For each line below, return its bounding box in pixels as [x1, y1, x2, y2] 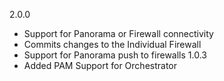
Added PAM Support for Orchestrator [23, 60, 177, 71]
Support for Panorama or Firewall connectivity [23, 28, 214, 39]
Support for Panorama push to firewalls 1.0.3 [23, 49, 207, 61]
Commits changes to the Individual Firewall [23, 39, 202, 50]
